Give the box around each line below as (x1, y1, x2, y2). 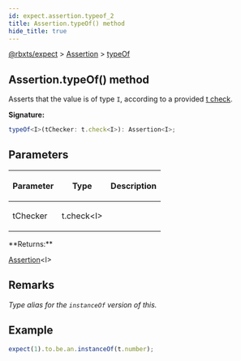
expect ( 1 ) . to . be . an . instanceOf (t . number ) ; (8, 345, 154, 353)
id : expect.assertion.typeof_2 (8, 11, 114, 20)
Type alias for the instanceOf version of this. (8, 299, 157, 309)
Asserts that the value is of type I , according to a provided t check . (8, 94, 233, 104)
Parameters (8, 148, 69, 162)
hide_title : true (8, 27, 67, 35)
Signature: (8, 110, 45, 120)
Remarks (8, 278, 55, 292)
